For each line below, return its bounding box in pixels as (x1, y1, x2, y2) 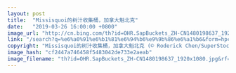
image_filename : (7, 56, 55, 63)
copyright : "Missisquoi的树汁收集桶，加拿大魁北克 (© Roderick (7, 42, 183, 49)
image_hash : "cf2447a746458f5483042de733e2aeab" (7, 49, 152, 56)
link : (7, 36, 23, 43)
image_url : (7, 29, 39, 37)
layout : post (7, 10, 46, 17)
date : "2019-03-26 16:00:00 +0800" (7, 23, 118, 30)
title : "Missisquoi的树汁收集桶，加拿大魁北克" (7, 17, 138, 24)
